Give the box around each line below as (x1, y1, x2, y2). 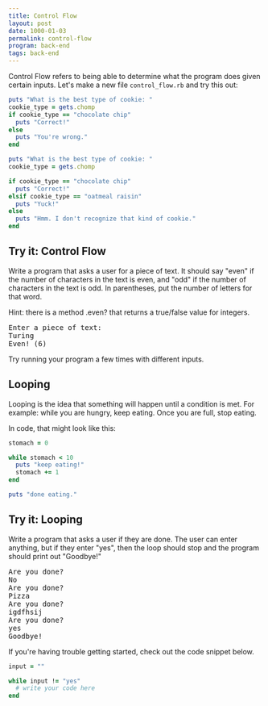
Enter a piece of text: (8, 323, 102, 332)
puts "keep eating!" (15, 461, 85, 469)
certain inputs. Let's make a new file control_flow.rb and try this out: (8, 80, 239, 90)
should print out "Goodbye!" (8, 551, 102, 561)
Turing (8, 331, 35, 340)
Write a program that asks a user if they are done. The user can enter (8, 534, 238, 544)
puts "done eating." (8, 491, 78, 499)
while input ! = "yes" (8, 677, 81, 685)
